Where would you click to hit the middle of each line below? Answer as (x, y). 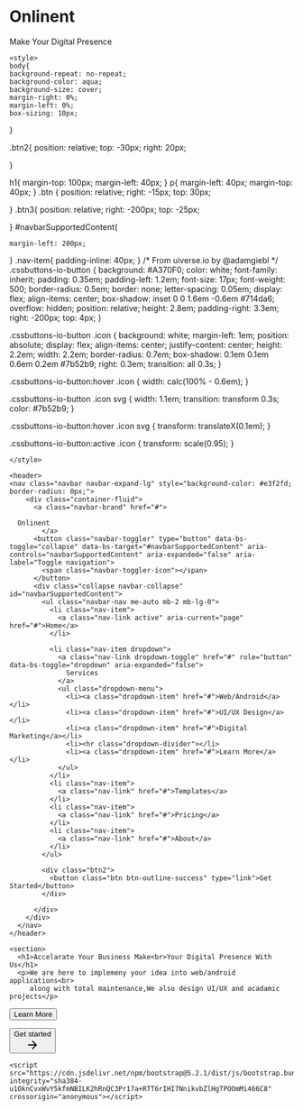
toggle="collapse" (44, 546)
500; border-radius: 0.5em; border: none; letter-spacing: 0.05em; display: (146, 289)
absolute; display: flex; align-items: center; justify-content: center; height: (146, 344)
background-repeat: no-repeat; (68, 74)
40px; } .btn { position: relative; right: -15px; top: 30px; (110, 192)
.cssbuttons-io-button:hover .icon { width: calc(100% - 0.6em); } (129, 381)
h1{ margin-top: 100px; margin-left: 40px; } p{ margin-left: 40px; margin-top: (151, 182)
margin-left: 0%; (42, 105)
